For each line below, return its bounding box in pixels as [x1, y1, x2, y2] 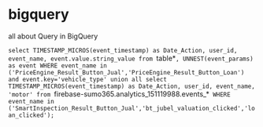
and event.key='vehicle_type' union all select [8, 75, 168, 83]
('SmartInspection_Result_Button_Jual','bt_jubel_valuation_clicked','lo [8, 104, 256, 112]
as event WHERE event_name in [8, 61, 108, 70]
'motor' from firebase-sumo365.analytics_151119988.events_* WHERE [8, 89, 231, 99]
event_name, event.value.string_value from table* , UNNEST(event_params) [8, 53, 254, 63]
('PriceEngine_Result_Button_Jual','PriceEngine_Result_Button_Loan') [8, 68, 245, 76]
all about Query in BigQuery [8, 31, 98, 41]
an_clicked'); [8, 111, 55, 119]
